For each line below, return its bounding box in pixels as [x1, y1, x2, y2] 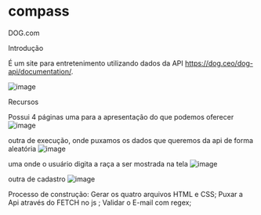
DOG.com [8, 28, 40, 38]
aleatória [8, 144, 37, 153]
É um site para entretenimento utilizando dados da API [8, 58, 184, 68]
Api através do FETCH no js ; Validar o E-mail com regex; [8, 198, 192, 207]
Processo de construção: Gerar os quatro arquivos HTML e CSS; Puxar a [8, 189, 243, 199]
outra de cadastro [8, 174, 66, 184]
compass [8, 2, 70, 20]
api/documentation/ [8, 66, 72, 76]
